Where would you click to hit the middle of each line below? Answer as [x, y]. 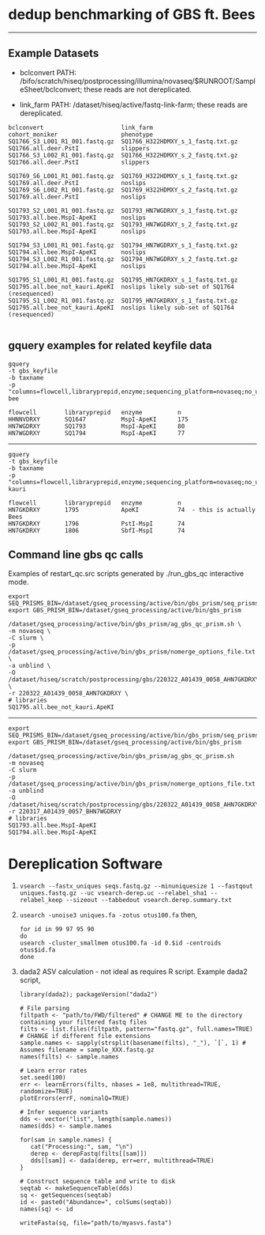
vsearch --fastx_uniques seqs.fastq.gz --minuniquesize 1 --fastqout [136, 886]
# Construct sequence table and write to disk [97, 1182]
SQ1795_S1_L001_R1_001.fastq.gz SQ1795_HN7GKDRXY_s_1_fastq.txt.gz [123, 280]
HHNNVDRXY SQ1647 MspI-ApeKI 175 [99, 419]
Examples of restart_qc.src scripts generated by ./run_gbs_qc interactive [126, 574]
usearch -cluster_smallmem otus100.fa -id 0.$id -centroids [120, 943]
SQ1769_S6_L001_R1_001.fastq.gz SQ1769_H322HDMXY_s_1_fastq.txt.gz [123, 176]
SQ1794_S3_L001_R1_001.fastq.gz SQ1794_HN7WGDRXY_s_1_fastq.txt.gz [123, 245]
